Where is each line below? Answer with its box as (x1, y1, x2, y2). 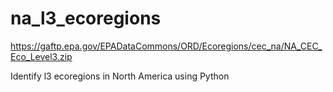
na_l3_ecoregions (10, 7, 162, 30)
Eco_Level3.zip (10, 50, 73, 62)
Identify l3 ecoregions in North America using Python (10, 70, 230, 82)
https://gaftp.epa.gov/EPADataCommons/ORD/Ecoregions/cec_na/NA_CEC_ (10, 40, 323, 52)
